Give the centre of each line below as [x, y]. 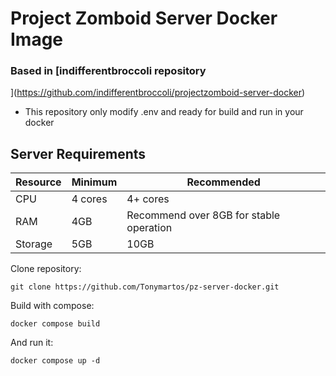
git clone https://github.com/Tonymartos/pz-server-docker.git [145, 287]
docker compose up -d [55, 361]
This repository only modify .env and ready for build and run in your [164, 112]
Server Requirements [78, 153]
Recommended [223, 182]
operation [149, 228]
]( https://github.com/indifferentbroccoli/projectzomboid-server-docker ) [158, 93]
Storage [34, 244]
